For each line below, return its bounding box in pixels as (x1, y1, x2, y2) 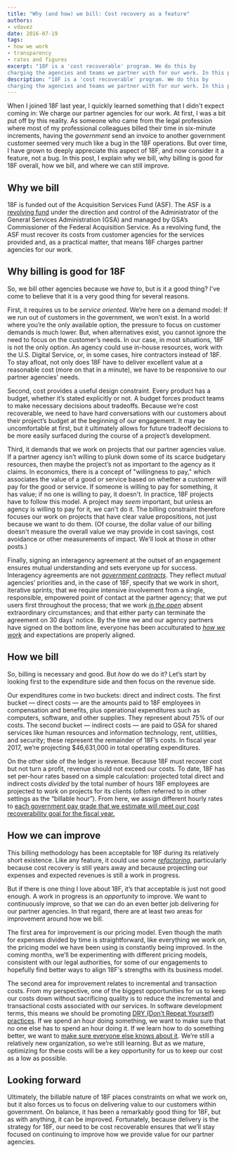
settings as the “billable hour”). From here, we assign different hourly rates (7, 794, 223, 802)
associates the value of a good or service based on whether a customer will (7, 474, 227, 483)
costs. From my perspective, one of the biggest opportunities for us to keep (7, 986, 226, 995)
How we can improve (7, 830, 101, 842)
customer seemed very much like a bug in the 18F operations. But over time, (7, 139, 228, 148)
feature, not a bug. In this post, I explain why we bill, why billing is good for (7, 154, 223, 163)
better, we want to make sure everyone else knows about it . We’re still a (7, 1031, 215, 1040)
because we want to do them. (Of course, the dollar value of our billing (7, 519, 212, 528)
